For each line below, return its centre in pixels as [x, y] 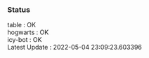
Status [19, 10]
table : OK [22, 25]
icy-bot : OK [25, 40]
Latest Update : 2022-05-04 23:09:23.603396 [74, 48]
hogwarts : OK [28, 32]
